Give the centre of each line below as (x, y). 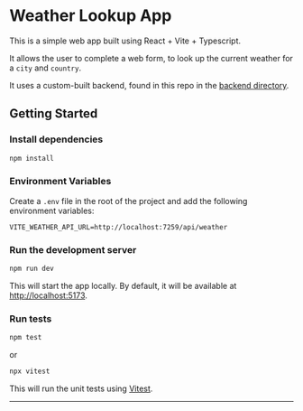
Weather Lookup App (91, 16)
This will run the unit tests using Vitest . (81, 388)
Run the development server (73, 249)
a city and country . (46, 68)
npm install (32, 158)
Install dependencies (56, 139)
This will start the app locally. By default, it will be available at (123, 285)
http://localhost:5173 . (49, 295)
